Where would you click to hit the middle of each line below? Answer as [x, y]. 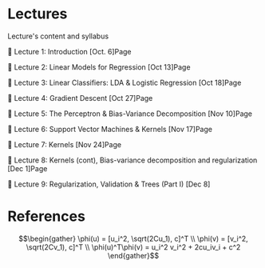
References [46, 216]
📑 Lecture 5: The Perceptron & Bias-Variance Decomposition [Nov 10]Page [130, 114]
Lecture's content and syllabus [58, 36]
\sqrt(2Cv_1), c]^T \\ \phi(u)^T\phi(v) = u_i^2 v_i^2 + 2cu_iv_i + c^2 [133, 247]
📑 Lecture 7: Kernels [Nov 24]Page [64, 144]
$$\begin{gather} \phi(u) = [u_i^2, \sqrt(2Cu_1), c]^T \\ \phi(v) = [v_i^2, [133, 238]
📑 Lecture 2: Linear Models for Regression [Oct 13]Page [99, 67]
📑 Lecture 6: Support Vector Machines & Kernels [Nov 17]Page [110, 129]
